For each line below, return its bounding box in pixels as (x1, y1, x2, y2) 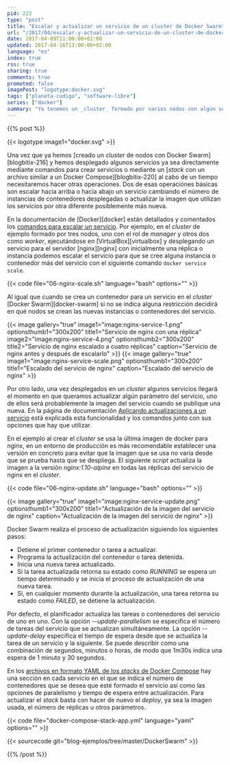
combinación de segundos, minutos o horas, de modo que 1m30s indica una (7, 646, 222, 654)
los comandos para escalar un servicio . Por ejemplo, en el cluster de (7, 222, 201, 230)
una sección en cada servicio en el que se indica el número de (7, 674, 183, 682)
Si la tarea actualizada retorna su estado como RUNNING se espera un (16, 567, 217, 575)
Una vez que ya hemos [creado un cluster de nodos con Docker (7, 151, 188, 159)
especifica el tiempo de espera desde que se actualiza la (47, 631, 207, 640)
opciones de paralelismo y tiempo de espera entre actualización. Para (7, 688, 204, 697)
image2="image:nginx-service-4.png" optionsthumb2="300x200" (7, 335, 194, 343)
